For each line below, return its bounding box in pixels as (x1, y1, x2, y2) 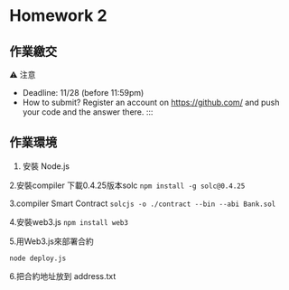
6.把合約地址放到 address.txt (9, 270, 117, 281)
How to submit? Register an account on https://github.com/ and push (22, 97, 280, 108)
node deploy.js (9, 254, 67, 263)
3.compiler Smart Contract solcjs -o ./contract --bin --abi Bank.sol (9, 198, 276, 209)
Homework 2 (9, 5, 107, 26)
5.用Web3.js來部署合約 (9, 236, 94, 247)
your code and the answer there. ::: (22, 107, 154, 117)
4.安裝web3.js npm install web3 (9, 216, 129, 227)
